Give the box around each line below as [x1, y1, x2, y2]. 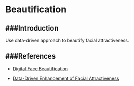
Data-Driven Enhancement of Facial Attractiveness [12, 75, 119, 81]
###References [5, 52, 56, 61]
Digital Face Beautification [12, 65, 68, 72]
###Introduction [5, 24, 59, 33]
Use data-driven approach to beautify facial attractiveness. [5, 37, 129, 43]
